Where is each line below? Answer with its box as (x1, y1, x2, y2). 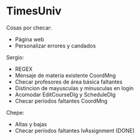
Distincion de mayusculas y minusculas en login (14, 84, 134, 91)
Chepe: (6, 109, 25, 116)
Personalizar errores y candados (14, 42, 96, 49)
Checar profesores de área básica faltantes (14, 78, 123, 85)
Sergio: (6, 53, 24, 61)
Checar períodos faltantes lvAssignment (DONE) (14, 127, 135, 134)
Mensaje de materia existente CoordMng (14, 72, 116, 79)
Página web (14, 35, 44, 43)
